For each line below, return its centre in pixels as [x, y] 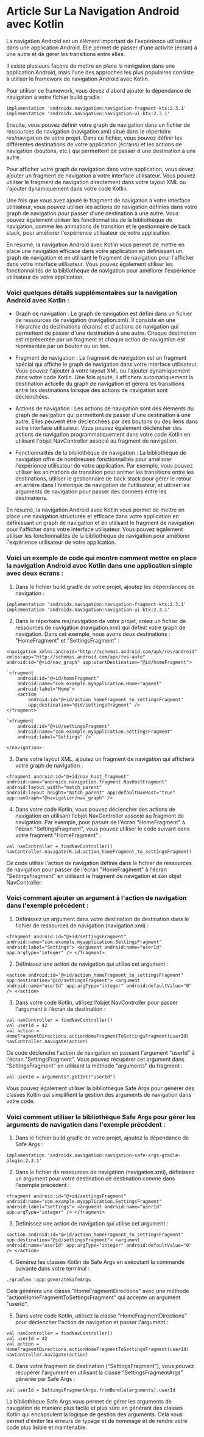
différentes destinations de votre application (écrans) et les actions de [94, 144]
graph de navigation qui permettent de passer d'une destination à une [103, 415]
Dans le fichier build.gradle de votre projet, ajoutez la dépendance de [102, 1138]
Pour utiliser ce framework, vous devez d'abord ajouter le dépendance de [99, 90]
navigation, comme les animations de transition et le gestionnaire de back [99, 226]
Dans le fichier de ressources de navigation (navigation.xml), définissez [105, 1172]
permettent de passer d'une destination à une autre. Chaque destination [106, 333]
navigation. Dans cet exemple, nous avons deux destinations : [93, 634]
